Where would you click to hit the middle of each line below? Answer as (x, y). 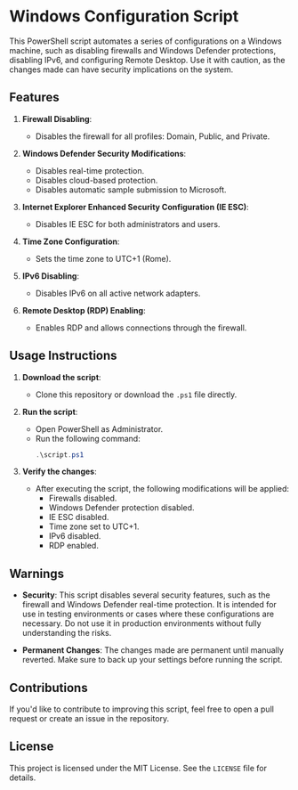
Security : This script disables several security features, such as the (146, 595)
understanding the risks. (67, 633)
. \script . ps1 (60, 455)
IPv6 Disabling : (51, 276)
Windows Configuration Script (124, 16)
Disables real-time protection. (90, 170)
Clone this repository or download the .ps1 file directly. (136, 395)
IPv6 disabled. (75, 536)
